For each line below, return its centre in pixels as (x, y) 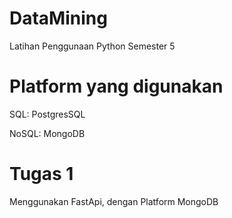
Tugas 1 (41, 174)
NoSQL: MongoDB (47, 133)
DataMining (58, 18)
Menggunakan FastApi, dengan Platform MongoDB (114, 201)
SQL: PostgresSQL (47, 114)
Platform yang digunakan (116, 86)
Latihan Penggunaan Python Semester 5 (92, 46)
